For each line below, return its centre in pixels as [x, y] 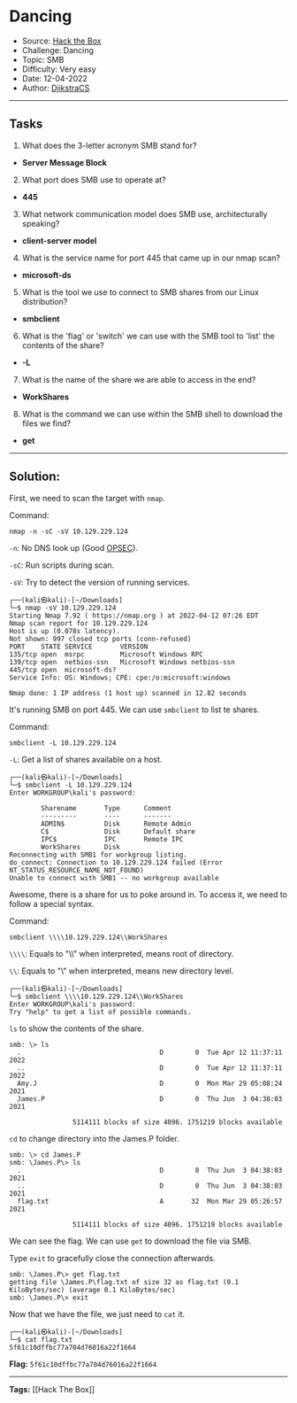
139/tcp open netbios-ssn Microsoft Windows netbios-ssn [122, 662]
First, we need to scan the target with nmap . [87, 498]
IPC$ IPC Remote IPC [112, 839]
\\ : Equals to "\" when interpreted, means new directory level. [122, 971]
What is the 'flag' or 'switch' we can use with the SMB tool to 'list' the [148, 336]
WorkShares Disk [81, 847]
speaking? [41, 223]
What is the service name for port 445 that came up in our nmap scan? [151, 258]
